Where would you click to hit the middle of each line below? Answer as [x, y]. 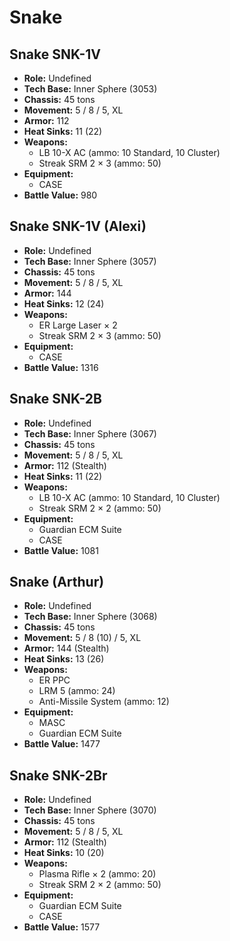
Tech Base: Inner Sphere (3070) [90, 810]
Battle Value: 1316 [61, 367]
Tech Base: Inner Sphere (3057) [90, 261]
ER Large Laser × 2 [78, 325]
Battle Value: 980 [60, 195]
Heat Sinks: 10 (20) [64, 853]
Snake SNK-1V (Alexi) [78, 226]
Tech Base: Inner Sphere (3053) [90, 89]
